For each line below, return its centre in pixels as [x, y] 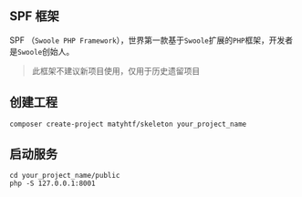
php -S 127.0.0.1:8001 [52, 184]
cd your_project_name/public [65, 176]
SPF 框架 [34, 16]
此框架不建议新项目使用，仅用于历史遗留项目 [116, 70]
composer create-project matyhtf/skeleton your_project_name [128, 124]
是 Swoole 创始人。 [42, 51]
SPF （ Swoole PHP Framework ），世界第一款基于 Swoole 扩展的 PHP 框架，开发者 [151, 40]
